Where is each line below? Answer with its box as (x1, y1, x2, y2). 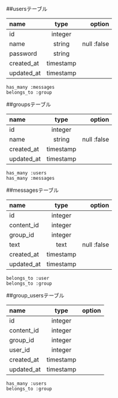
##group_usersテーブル (6, 292, 65, 298)
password (9, 50, 37, 58)
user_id (9, 346, 30, 354)
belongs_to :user (6, 275, 50, 281)
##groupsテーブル (6, 101, 52, 108)
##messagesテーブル (6, 186, 59, 194)
